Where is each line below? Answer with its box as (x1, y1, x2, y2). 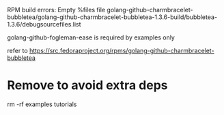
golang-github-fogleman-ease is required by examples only (7, 33, 176, 42)
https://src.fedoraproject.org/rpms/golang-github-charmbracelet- (29, 47, 214, 54)
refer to (7, 47, 29, 54)
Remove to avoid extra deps (7, 78, 169, 93)
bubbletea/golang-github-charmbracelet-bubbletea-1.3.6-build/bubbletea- (7, 13, 217, 21)
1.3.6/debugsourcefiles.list (7, 20, 81, 28)
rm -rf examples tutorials (7, 100, 77, 108)
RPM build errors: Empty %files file (7, 6, 106, 14)
